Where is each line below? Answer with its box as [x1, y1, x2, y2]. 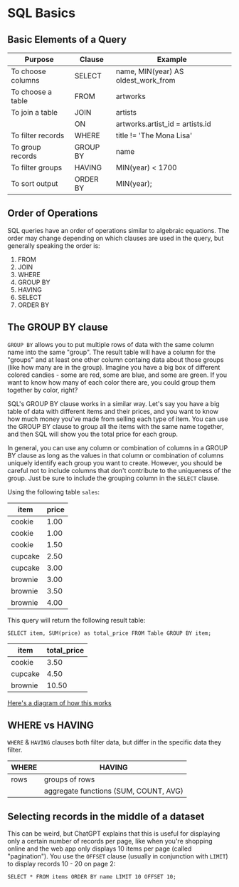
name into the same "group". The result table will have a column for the [7, 348, 216, 356]
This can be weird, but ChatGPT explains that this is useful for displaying [7, 829, 221, 838]
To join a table [11, 108, 58, 117]
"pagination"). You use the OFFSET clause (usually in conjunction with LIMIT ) [7, 852, 229, 861]
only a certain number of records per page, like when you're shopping [7, 837, 213, 846]
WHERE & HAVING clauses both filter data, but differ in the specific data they [7, 738, 222, 747]
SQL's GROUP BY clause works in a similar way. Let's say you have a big [7, 399, 220, 408]
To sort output [11, 179, 58, 188]
